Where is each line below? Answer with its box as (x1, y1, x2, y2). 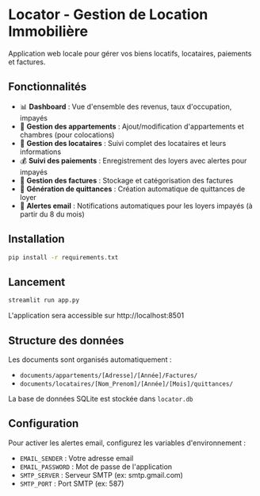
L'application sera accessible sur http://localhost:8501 (8, 311, 185, 321)
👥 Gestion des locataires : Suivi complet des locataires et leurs (19, 138, 227, 148)
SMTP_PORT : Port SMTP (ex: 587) (19, 479, 124, 488)
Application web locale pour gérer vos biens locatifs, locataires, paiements (8, 48, 252, 58)
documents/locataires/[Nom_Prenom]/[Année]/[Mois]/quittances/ (19, 379, 234, 388)
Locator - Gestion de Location (8, 6, 208, 24)
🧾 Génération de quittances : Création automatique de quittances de (19, 184, 246, 194)
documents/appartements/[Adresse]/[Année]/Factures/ (19, 371, 198, 379)
